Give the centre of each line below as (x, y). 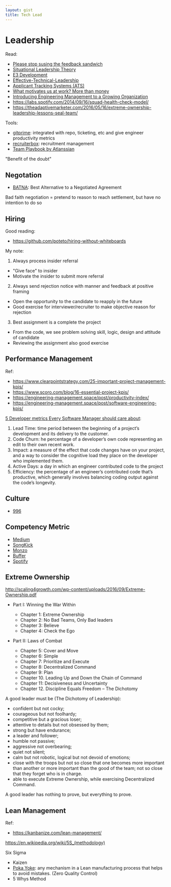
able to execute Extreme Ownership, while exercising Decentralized (83, 779)
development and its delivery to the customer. (61, 434)
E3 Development (30, 75)
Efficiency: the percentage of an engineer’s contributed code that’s (83, 471)
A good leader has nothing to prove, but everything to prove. (69, 794)
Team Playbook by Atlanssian (44, 149)
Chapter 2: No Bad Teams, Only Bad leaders (66, 620)
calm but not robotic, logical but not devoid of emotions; (72, 758)
